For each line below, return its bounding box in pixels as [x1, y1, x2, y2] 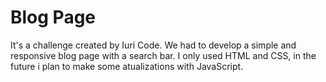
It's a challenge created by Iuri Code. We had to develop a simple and [10, 39, 297, 51]
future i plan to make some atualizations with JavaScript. [10, 60, 244, 72]
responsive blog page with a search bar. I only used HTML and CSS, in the [10, 49, 317, 61]
